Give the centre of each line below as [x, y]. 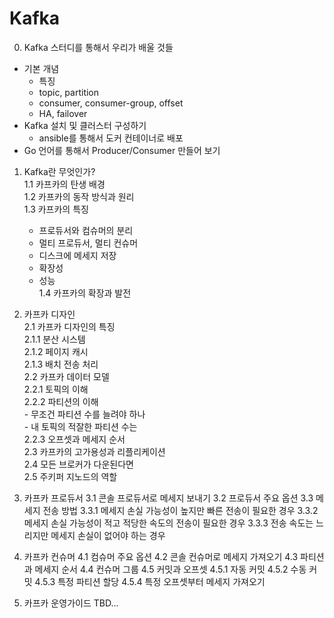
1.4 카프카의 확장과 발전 [85, 293]
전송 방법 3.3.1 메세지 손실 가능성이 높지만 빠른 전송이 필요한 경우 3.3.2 [180, 510]
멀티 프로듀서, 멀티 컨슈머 [88, 243]
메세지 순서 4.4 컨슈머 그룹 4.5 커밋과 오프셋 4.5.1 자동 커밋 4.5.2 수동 [170, 569]
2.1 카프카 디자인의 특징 [69, 326]
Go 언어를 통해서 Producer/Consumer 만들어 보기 [122, 150]
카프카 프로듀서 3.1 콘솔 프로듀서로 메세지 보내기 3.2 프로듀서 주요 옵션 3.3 [168, 498]
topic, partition [69, 92]
